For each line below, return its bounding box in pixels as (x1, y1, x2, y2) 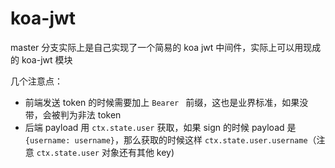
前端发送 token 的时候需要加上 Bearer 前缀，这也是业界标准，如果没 (24, 96, 309, 108)
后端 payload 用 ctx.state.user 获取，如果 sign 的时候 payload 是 (24, 121, 297, 133)
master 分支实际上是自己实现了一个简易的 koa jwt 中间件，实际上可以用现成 (10, 41, 322, 53)
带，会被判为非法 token (24, 108, 122, 121)
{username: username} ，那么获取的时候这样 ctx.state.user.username (24, 133, 308, 146)
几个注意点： (10, 75, 63, 87)
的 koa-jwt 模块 (10, 53, 73, 66)
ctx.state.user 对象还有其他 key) (36, 146, 175, 158)
